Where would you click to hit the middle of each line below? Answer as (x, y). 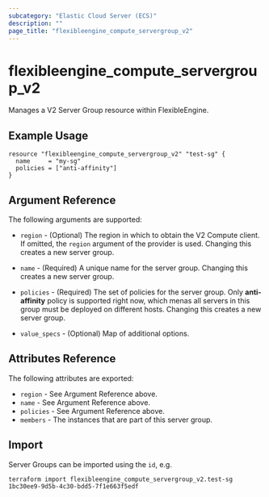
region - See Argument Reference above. (88, 394)
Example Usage (48, 135)
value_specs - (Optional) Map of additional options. (105, 333)
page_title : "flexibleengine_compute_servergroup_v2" (101, 31)
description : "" (36, 23)
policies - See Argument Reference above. (92, 411)
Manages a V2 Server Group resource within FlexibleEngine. (109, 111)
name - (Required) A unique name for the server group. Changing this (134, 268)
